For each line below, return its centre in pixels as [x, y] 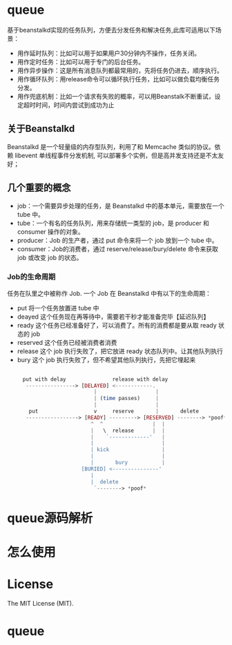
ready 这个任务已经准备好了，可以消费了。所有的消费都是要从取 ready [117, 325]
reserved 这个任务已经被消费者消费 [67, 342]
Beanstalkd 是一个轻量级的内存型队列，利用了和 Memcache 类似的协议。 [111, 146]
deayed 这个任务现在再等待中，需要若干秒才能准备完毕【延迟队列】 [113, 317]
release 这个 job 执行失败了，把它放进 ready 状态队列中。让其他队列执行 [120, 351]
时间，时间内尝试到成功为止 [75, 105]
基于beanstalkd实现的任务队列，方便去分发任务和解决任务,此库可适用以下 [112, 30]
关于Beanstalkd [41, 129]
